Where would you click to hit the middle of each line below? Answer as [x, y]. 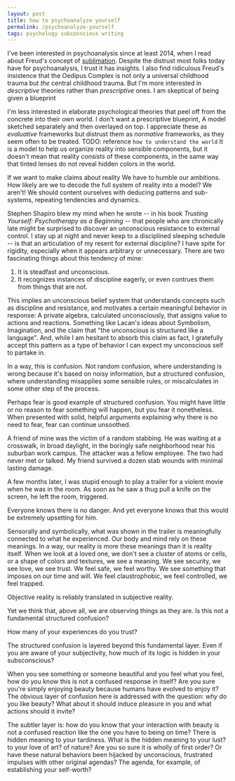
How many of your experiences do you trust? [73, 632]
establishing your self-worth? [50, 770]
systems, [20, 200]
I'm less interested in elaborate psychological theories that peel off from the [117, 112]
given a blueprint [32, 98]
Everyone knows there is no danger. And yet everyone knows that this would [118, 511]
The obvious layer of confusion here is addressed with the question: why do [117, 697]
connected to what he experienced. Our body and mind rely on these [107, 539]
